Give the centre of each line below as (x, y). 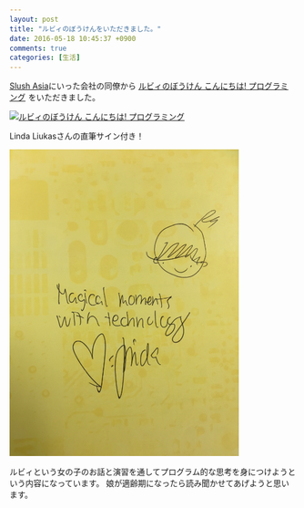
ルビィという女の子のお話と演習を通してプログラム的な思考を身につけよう (149, 472)
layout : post (34, 19)
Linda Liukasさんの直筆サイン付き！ (77, 136)
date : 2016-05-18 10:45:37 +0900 (73, 38)
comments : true (38, 48)
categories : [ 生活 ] (45, 58)
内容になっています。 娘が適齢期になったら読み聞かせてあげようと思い (157, 482)
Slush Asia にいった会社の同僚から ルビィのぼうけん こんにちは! (128, 86)
